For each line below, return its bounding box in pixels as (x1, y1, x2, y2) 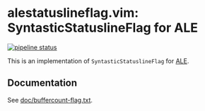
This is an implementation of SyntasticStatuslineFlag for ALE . (7, 56, 189, 65)
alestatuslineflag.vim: (7, 5, 139, 21)
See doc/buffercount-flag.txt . (7, 96, 93, 104)
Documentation (7, 77, 78, 89)
